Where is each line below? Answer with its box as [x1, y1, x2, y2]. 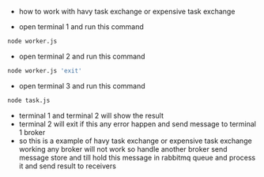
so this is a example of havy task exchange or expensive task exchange [18, 136, 252, 145]
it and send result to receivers [18, 161, 116, 171]
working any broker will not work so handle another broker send [18, 144, 228, 153]
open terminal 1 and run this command [18, 22, 144, 31]
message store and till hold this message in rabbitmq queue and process [18, 153, 256, 162]
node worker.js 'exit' [7, 66, 82, 74]
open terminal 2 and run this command [18, 51, 145, 61]
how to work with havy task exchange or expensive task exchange [18, 7, 236, 16]
